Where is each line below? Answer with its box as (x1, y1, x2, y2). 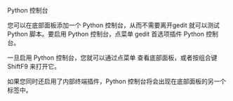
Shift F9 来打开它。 (7, 62, 61, 70)
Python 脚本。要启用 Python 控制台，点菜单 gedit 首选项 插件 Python (7, 30, 205, 38)
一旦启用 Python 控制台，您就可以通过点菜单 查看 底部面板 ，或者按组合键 (7, 53, 218, 62)
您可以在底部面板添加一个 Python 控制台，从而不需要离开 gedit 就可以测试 (7, 21, 220, 29)
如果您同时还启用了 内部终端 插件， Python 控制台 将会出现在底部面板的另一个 (7, 77, 227, 86)
